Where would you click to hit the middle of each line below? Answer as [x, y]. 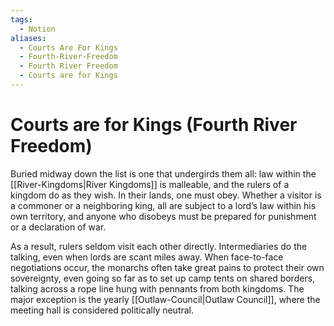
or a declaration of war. [58, 227]
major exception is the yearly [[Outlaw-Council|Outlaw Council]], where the [165, 299]
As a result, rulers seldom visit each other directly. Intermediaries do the [159, 246]
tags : [21, 19]
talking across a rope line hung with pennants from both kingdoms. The [157, 288]
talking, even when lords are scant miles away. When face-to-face [147, 257]
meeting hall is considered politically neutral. [102, 310]
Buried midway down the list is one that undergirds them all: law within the [163, 173]
